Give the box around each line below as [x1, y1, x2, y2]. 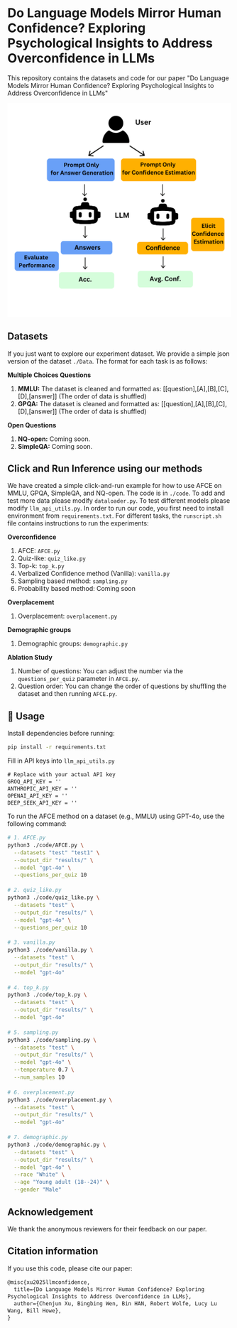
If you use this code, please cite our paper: [7, 1264, 133, 1273]
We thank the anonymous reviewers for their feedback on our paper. [7, 1224, 207, 1233]
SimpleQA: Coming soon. [17, 442, 93, 450]
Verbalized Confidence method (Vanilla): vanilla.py [17, 570, 170, 578]
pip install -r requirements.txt [7, 744, 106, 751]
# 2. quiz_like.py [7, 886, 62, 894]
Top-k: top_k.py [17, 562, 65, 570]
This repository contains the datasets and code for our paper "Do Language [7, 73, 229, 82]
